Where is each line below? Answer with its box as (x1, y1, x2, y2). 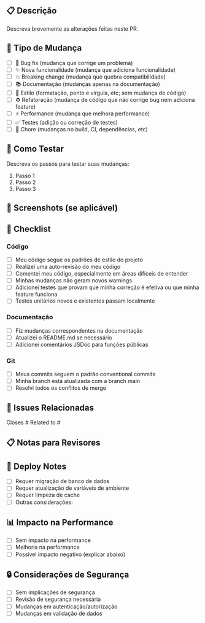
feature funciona (15, 291, 58, 298)
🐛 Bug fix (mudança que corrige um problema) (15, 59, 133, 66)
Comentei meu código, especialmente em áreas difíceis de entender (15, 270, 188, 277)
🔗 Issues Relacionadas (6, 402, 94, 413)
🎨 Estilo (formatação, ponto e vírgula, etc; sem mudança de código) (15, 89, 187, 96)
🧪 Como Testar (6, 144, 64, 154)
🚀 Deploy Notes (6, 461, 67, 471)
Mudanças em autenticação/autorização (15, 603, 118, 610)
